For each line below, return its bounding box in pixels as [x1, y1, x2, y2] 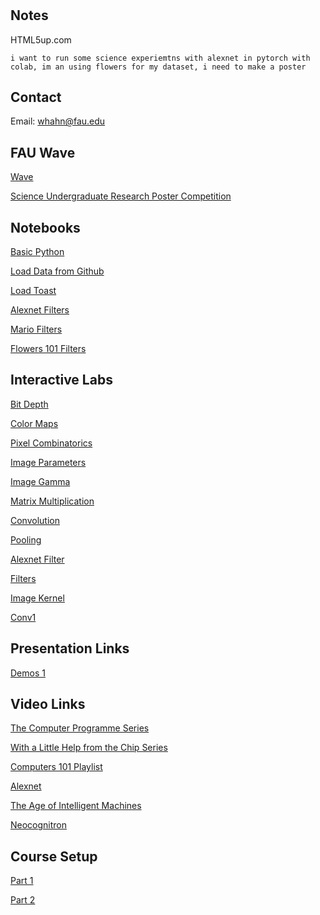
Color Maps [10, 417, 59, 429]
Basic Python [10, 246, 65, 258]
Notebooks [10, 219, 81, 236]
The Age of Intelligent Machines [10, 800, 142, 812]
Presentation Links [10, 640, 130, 657]
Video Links [10, 696, 86, 713]
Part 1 [10, 875, 34, 887]
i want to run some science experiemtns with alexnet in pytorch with [10, 53, 311, 63]
